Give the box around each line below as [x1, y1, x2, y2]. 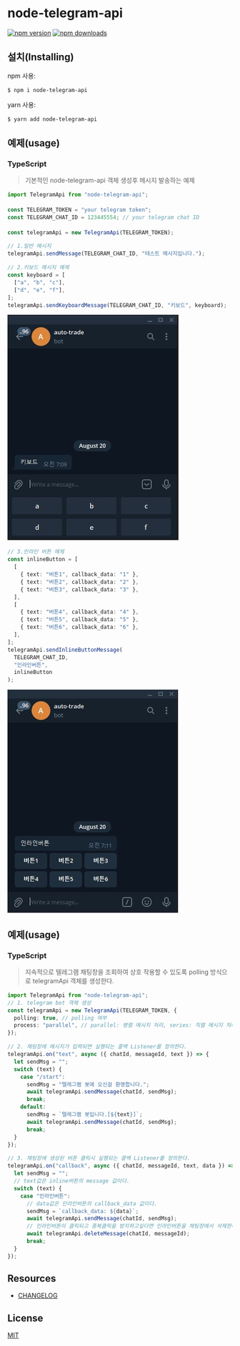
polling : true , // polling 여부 [14, 1014, 107, 1022]
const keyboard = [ [7, 271, 66, 279]
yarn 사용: [7, 100, 36, 109]
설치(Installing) [7, 51, 74, 64]
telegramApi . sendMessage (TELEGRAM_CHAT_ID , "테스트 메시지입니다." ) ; [7, 250, 206, 258]
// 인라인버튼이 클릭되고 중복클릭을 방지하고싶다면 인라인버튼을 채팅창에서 [26, 1222, 214, 1230]
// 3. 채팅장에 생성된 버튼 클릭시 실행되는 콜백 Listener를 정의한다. [7, 1155, 191, 1162]
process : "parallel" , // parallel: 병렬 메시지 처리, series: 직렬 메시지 [14, 1022, 224, 1029]
